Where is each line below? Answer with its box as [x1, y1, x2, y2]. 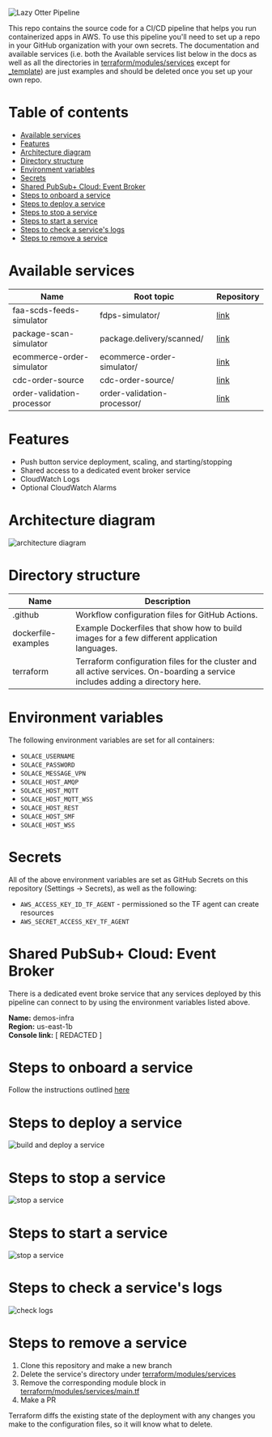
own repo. [8, 75, 43, 84]
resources [19, 908, 54, 917]
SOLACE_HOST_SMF [19, 812, 75, 821]
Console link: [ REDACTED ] [8, 1030, 103, 1039]
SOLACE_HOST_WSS [19, 821, 75, 829]
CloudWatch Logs [19, 474, 80, 483]
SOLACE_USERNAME [19, 752, 75, 760]
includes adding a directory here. [75, 676, 202, 687]
